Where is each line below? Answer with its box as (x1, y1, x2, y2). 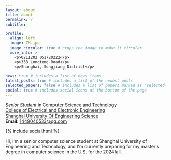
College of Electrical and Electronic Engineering (5, 107, 105, 113)
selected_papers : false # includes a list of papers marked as (5, 83, 142, 88)
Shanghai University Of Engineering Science (5, 112, 98, 119)
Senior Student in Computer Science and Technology (5, 102, 117, 108)
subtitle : (5, 21, 26, 27)
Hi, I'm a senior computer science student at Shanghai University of (5, 138, 147, 144)
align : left (10, 36, 36, 41)
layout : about (5, 7, 36, 13)
